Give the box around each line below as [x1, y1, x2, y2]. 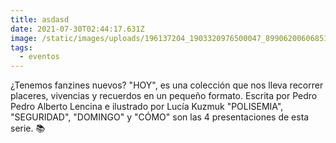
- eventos [19, 52, 60, 62]
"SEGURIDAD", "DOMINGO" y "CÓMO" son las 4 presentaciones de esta [10, 111, 310, 123]
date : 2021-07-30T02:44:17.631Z [10, 24, 145, 34]
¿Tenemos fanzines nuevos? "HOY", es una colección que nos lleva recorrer [10, 79, 324, 91]
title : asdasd [10, 14, 70, 25]
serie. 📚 [10, 122, 46, 135]
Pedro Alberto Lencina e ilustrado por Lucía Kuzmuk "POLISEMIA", [10, 101, 284, 113]
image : [10, 33, 38, 43]
